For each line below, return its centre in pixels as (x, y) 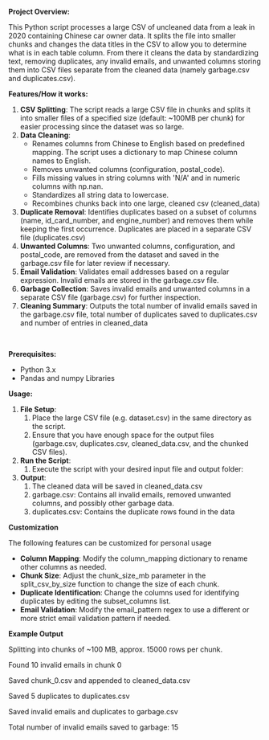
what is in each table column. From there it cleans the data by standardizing (134, 53)
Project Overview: (39, 12)
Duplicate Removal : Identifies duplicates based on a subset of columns (138, 212)
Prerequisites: (33, 354)
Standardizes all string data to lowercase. (100, 195)
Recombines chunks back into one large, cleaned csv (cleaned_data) (146, 203)
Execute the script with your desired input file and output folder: (137, 469)
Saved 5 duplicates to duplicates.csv (69, 696)
